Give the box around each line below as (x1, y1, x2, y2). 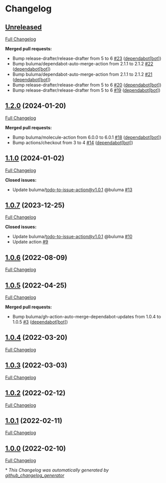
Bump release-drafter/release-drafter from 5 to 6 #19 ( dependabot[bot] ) (12, 87, 161, 93)
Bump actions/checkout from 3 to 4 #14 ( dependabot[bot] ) (12, 139, 134, 145)
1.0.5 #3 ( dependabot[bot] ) (12, 319, 68, 325)
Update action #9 (12, 239, 48, 245)
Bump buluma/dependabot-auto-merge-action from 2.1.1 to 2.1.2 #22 (12, 61, 154, 66)
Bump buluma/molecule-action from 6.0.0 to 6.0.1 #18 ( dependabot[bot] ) (12, 134, 162, 140)
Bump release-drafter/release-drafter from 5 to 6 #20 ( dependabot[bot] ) (12, 82, 162, 88)
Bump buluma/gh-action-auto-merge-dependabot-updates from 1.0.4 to (12, 314, 161, 320)
